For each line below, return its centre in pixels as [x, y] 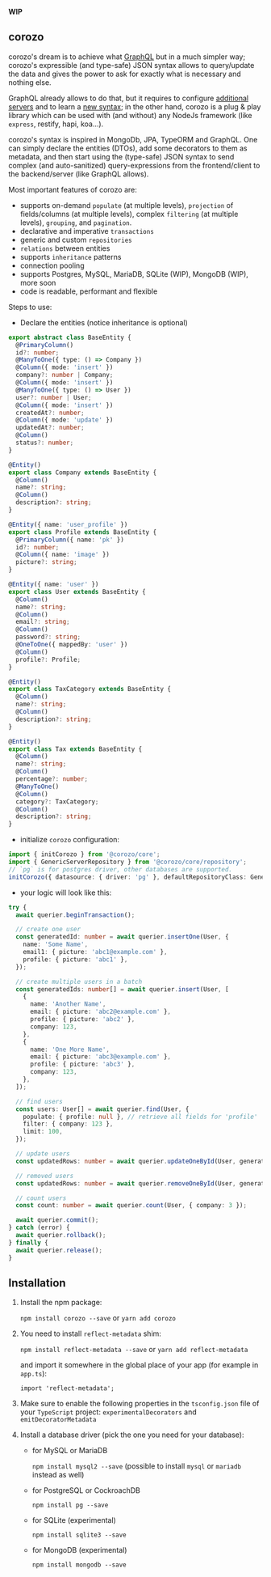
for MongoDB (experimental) [79, 1550]
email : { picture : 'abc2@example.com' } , [100, 1012]
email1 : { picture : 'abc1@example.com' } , [95, 952]
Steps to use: [30, 307]
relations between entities [65, 248]
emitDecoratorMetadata [58, 1420]
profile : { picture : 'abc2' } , [82, 1020]
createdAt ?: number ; [50, 413]
